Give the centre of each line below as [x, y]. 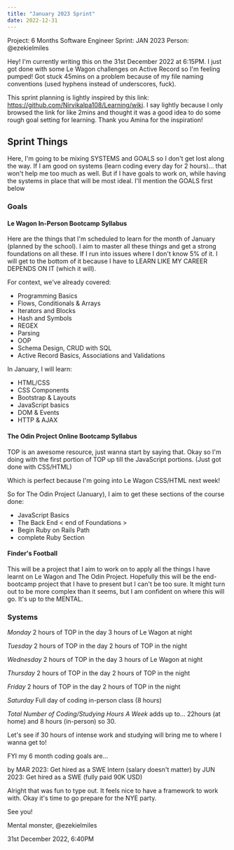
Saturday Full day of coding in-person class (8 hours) [85, 700]
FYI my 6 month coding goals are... [58, 756]
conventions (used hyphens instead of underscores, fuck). [92, 84]
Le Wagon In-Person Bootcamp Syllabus [67, 223]
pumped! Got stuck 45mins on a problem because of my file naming [105, 76]
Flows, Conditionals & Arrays [59, 303]
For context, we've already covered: [59, 282]
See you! [20, 812]
